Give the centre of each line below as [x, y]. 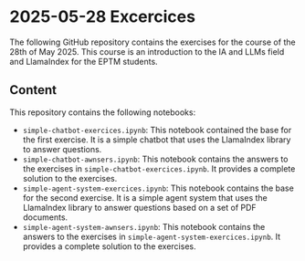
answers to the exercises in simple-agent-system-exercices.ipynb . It [152, 236]
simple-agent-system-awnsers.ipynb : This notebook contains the [144, 226]
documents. [45, 217]
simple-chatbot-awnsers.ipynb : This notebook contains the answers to [155, 159]
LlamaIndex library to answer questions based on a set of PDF [140, 207]
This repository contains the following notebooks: [103, 112]
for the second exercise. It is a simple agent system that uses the [145, 197]
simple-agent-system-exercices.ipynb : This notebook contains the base [158, 188]
